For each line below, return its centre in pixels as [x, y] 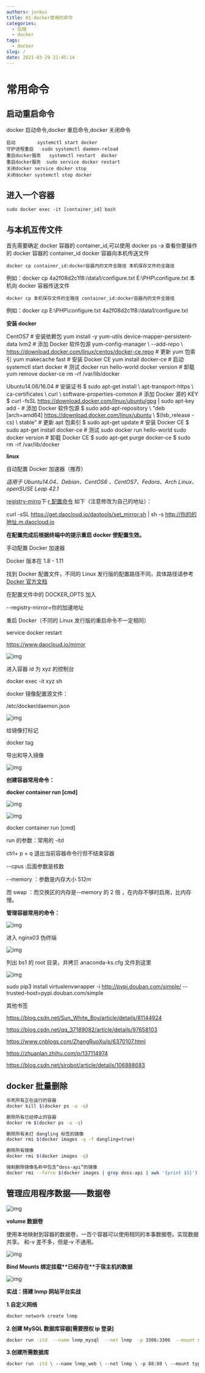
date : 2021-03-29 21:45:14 [41, 57]
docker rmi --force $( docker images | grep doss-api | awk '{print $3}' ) [102, 1173]
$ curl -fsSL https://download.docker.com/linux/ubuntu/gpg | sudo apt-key [100, 401]
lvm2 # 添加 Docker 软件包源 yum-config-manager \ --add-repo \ [101, 344]
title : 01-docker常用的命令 [40, 18]
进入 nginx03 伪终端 [31, 938]
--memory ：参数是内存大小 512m [49, 880]
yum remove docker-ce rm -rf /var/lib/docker [63, 374]
